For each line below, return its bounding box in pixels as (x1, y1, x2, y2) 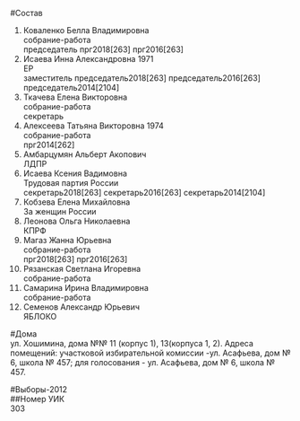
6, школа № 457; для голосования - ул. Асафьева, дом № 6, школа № (10, 357, 276, 367)
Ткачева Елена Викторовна (22, 92, 128, 102)
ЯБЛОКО (22, 311, 57, 321)
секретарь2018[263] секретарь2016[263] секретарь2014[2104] (22, 188, 266, 197)
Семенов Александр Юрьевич (22, 302, 141, 312)
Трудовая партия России (22, 178, 119, 188)
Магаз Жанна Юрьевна (22, 235, 112, 245)
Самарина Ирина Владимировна (22, 283, 149, 293)
